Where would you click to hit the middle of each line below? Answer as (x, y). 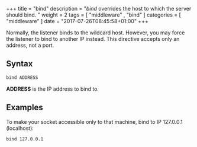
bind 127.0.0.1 (25, 139)
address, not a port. (30, 45)
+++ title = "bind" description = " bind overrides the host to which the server (99, 9)
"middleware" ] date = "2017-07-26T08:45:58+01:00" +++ (77, 21)
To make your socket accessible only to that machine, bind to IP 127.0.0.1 (94, 122)
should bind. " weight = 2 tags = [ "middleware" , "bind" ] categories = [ (94, 15)
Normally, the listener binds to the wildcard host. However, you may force (96, 33)
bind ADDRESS (22, 77)
